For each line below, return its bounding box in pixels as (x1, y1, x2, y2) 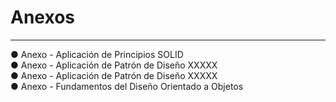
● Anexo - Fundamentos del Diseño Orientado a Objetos (10, 80, 244, 92)
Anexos (10, 6, 75, 29)
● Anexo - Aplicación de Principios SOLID (10, 48, 184, 60)
